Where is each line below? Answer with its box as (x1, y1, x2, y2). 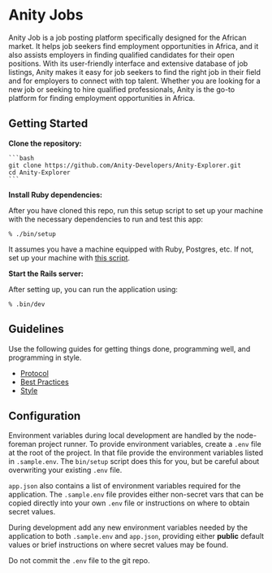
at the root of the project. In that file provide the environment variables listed (8, 448, 264, 457)
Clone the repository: (8, 138, 82, 148)
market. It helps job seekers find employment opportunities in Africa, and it (8, 41, 259, 50)
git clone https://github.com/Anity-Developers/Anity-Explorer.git (8, 161, 242, 169)
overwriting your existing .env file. (8, 466, 123, 475)
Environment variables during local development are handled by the (8, 431, 235, 440)
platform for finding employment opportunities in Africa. (8, 93, 196, 103)
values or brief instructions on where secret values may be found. (8, 540, 229, 550)
